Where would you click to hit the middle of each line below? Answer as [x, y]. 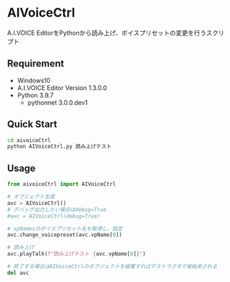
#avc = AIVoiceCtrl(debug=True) [54, 216]
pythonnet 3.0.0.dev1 [57, 103]
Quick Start [32, 124]
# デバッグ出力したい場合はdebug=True [57, 209]
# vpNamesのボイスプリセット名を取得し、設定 [65, 229]
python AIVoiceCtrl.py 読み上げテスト [60, 147]
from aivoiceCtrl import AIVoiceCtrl [62, 184]
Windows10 [34, 80]
